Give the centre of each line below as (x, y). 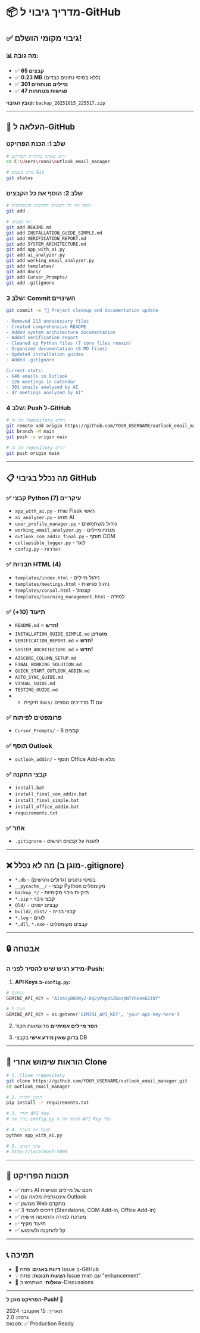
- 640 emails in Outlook (37, 376)
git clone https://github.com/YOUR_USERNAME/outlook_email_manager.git (97, 1081)
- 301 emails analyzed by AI (42, 387)
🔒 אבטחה (23, 949)
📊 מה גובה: (22, 55)
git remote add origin (34, 426)
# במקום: (16, 992)
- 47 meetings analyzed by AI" (45, 393)
